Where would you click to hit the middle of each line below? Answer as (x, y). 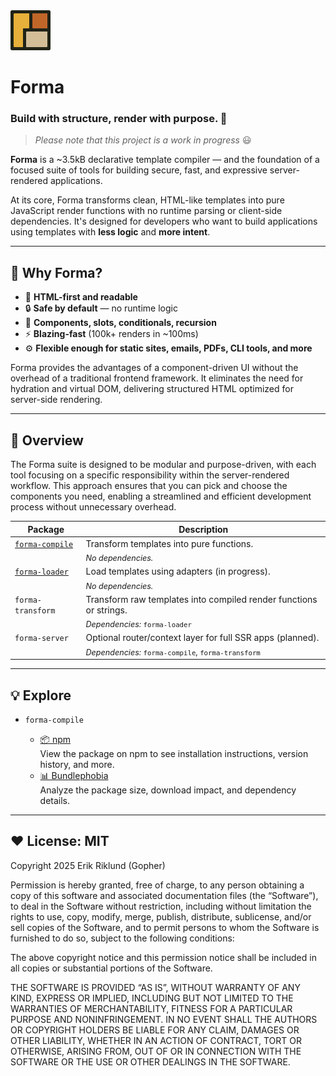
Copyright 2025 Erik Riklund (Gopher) (88, 865)
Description (203, 529)
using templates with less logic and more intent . (110, 232)
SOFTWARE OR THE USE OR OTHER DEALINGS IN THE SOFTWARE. (150, 1061)
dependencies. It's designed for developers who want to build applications (164, 221)
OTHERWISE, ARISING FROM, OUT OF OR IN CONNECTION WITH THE (156, 1051)
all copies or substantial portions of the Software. (111, 968)
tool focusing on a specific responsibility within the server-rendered (150, 475)
